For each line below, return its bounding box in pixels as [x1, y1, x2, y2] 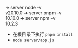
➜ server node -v [5, 5, 42, 10]
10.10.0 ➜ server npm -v [5, 15, 56, 21]
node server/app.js [12, 38, 55, 43]
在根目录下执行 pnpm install [12, 31, 73, 37]
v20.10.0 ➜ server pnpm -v [5, 10, 62, 16]
